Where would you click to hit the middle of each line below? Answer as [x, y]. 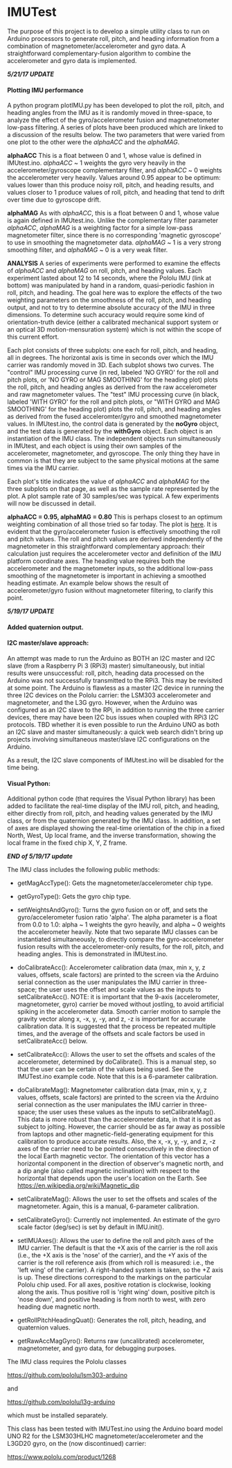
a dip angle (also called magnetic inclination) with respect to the [108, 1171]
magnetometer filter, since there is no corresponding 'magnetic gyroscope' [114, 235]
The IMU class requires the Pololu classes [67, 1362]
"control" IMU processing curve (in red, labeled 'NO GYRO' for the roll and [113, 373]
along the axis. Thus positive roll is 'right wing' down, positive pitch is [116, 1292]
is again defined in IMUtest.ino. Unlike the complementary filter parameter [113, 221]
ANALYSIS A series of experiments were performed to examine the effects [114, 263]
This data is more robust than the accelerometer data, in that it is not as [119, 1120]
